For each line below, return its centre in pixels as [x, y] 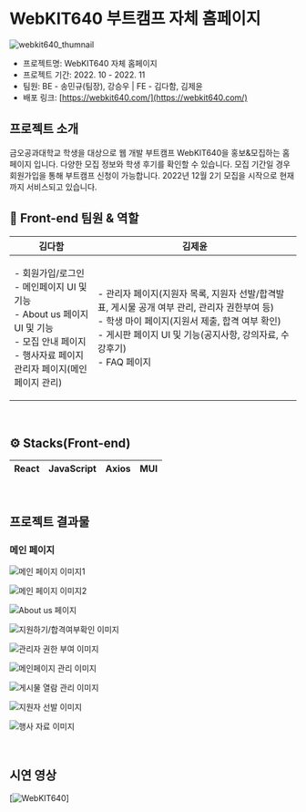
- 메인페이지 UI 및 [51, 286]
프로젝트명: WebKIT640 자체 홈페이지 [90, 63]
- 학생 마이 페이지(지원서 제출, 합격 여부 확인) [189, 321]
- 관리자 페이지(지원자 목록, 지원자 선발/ [178, 293]
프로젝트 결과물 [50, 522]
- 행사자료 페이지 [49, 355]
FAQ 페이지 [129, 362]
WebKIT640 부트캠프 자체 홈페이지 [135, 19]
